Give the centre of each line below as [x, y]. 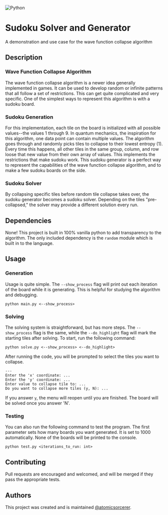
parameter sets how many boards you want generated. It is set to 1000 [78, 432]
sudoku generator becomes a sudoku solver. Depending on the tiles [75, 200]
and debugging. [21, 295]
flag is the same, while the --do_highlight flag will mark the [95, 333]
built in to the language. [29, 243]
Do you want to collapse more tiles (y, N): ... [57, 389]
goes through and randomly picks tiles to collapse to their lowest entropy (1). [84, 144]
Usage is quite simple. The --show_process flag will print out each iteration [81, 284]
